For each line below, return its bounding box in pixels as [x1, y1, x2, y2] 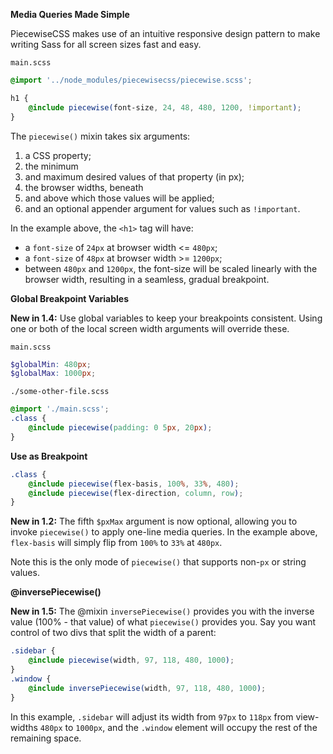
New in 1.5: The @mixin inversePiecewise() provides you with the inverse [10, 605, 315, 618]
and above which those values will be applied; [24, 192, 215, 204]
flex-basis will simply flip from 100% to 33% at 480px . [10, 537, 223, 549]
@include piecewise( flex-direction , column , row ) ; [28, 488, 244, 498]
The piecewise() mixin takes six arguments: [10, 130, 191, 142]
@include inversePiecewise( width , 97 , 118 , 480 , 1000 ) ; [28, 683, 267, 693]
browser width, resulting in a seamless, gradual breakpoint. [24, 273, 270, 285]
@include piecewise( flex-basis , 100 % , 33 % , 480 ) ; [28, 479, 240, 489]
